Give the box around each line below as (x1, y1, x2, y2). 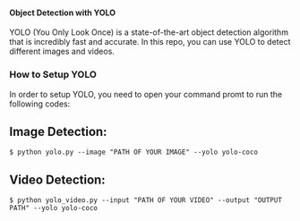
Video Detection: (9, 172, 106, 187)
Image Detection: (9, 123, 107, 139)
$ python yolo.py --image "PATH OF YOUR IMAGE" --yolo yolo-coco (9, 148, 258, 157)
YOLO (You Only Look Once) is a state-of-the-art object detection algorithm (9, 27, 289, 38)
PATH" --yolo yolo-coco (9, 204, 99, 213)
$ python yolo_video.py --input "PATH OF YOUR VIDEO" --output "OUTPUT (9, 196, 282, 205)
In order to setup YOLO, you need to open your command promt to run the (9, 89, 283, 99)
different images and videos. (9, 46, 115, 57)
